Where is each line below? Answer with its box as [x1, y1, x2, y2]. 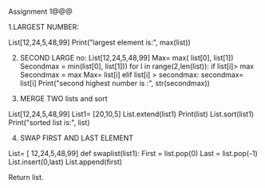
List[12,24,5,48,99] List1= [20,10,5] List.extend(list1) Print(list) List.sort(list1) [8, 109, 254, 119]
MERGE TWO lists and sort [19, 94, 108, 103]
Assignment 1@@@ [8, 7, 73, 16]
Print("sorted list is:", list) [8, 118, 90, 127]
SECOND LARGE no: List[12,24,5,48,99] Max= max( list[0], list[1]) [19, 53, 234, 62]
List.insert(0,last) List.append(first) [8, 157, 122, 166]
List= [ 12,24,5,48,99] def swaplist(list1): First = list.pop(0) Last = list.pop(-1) [8, 149, 258, 158]
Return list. [8, 173, 44, 182]
